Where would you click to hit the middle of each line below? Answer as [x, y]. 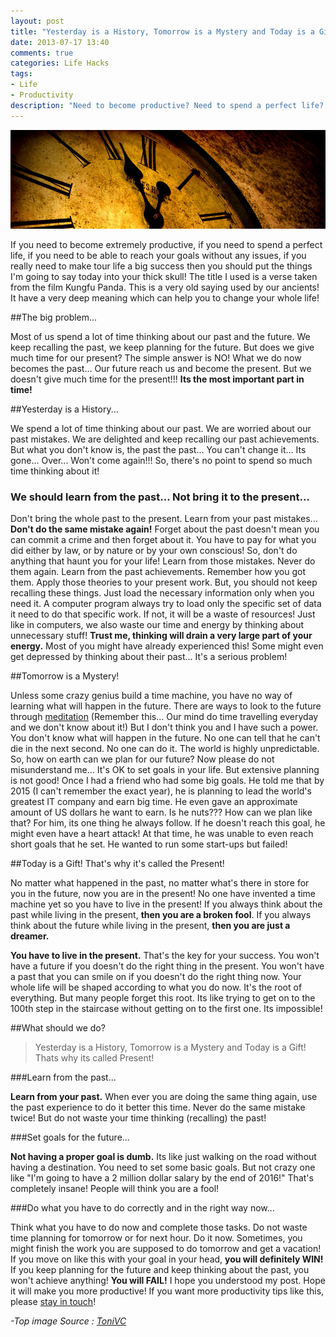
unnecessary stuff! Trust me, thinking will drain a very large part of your [161, 636]
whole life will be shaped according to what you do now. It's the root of [156, 987]
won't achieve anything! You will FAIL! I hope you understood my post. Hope [168, 1281]
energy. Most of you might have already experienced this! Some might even [167, 646]
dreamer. [30, 936]
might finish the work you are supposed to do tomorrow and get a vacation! [166, 1249]
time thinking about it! [55, 471]
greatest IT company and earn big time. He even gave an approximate [154, 802]
